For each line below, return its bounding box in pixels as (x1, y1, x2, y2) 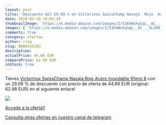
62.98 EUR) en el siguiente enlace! (5, 86, 76, 92)
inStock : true (5, 62, 35, 67)
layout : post (5, 7, 32, 12)
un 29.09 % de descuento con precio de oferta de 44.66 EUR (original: (5, 81, 149, 87)
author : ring (5, 39, 32, 44)
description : (5, 48, 32, 53)
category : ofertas (5, 35, 43, 40)
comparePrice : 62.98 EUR (5, 58, 56, 62)
